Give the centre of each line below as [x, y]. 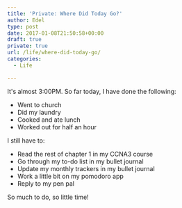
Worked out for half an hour [57, 127]
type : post [23, 26]
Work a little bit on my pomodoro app [70, 176]
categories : [24, 59]
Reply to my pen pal [46, 183]
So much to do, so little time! [48, 197]
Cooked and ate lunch [49, 120]
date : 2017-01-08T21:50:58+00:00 [56, 33]
